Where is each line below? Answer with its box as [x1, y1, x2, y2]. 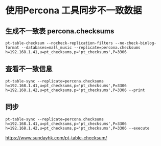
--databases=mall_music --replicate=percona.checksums [21, 45, 141, 50]
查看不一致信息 [5, 65, 53, 73]
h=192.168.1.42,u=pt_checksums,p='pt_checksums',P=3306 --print [5, 88, 145, 93]
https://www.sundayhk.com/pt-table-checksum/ [5, 134, 107, 141]
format [5, 45, 19, 50]
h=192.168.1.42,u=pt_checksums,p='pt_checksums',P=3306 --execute [5, 126, 150, 131]
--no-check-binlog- [114, 40, 157, 46]
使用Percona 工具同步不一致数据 [5, 5, 142, 16]
